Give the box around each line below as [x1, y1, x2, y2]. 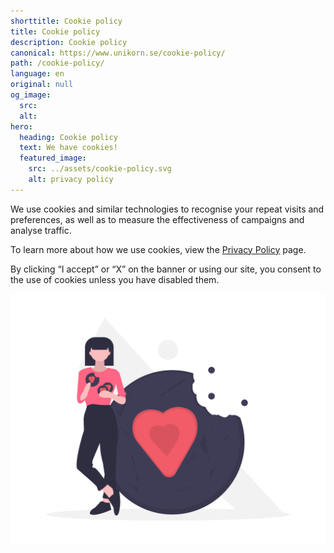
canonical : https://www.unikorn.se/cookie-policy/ [10, 48, 226, 58]
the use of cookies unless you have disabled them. [10, 273, 220, 285]
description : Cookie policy [10, 37, 128, 47]
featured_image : [19, 153, 87, 164]
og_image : [10, 90, 52, 100]
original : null [10, 80, 74, 90]
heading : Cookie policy [19, 132, 118, 142]
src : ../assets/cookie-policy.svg [28, 164, 172, 174]
